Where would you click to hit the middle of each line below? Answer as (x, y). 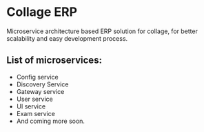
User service (34, 99)
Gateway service (40, 91)
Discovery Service (42, 84)
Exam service (36, 113)
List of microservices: (54, 60)
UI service (31, 106)
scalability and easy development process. (67, 38)
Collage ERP (42, 12)
